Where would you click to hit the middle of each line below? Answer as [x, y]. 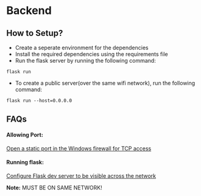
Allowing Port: [25, 135]
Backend [29, 11]
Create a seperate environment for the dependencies [82, 47]
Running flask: [25, 163]
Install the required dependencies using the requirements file [92, 54]
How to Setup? [35, 33]
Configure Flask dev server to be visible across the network [81, 176]
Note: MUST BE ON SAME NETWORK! [54, 187]
